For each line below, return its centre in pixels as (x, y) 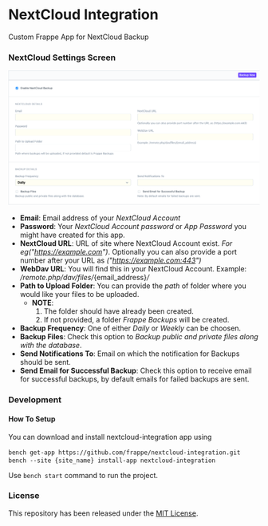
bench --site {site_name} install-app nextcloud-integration (112, 461)
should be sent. (45, 362)
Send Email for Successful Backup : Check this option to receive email (136, 371)
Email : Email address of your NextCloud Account (100, 218)
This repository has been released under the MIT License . (103, 513)
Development (35, 400)
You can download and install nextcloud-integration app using (110, 437)
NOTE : (43, 303)
